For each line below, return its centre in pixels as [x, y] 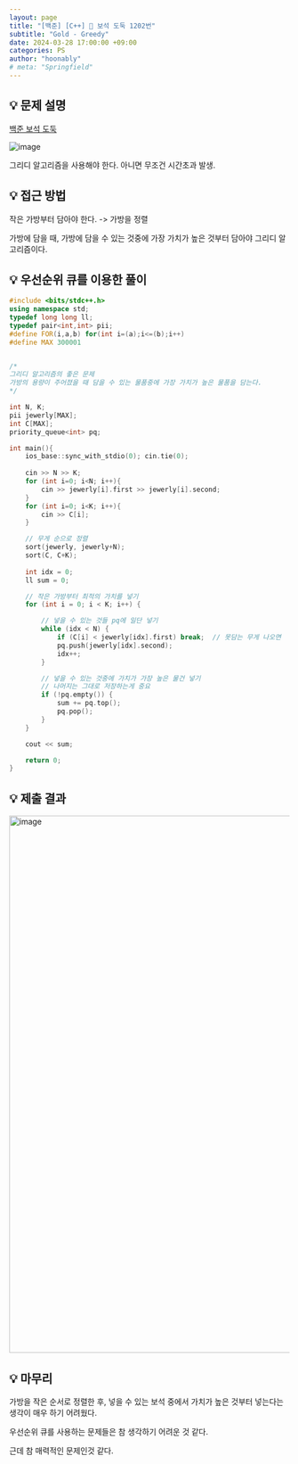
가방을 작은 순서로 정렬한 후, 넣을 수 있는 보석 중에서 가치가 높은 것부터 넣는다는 [147, 1402]
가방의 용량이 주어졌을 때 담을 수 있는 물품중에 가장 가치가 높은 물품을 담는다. [136, 383]
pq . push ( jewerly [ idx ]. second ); [115, 646]
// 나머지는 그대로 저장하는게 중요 [96, 687]
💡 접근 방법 [38, 196]
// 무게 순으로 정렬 [57, 539]
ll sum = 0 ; [47, 580]
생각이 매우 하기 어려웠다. [53, 1412]
